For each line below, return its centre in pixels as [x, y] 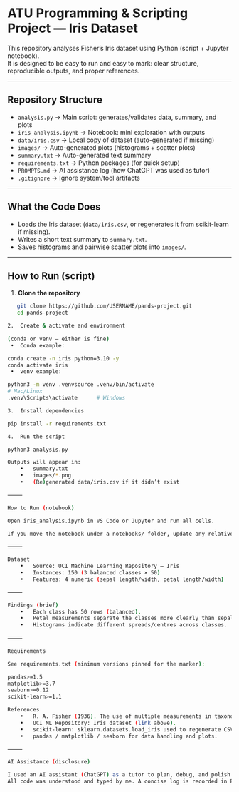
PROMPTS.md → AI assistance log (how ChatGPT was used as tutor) [114, 170]
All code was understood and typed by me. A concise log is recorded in [117, 782]
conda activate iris [38, 365]
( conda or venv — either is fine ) [59, 339]
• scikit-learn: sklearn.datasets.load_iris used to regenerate [121, 729]
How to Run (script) [51, 276]
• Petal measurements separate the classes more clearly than [117, 619]
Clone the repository [49, 293]
